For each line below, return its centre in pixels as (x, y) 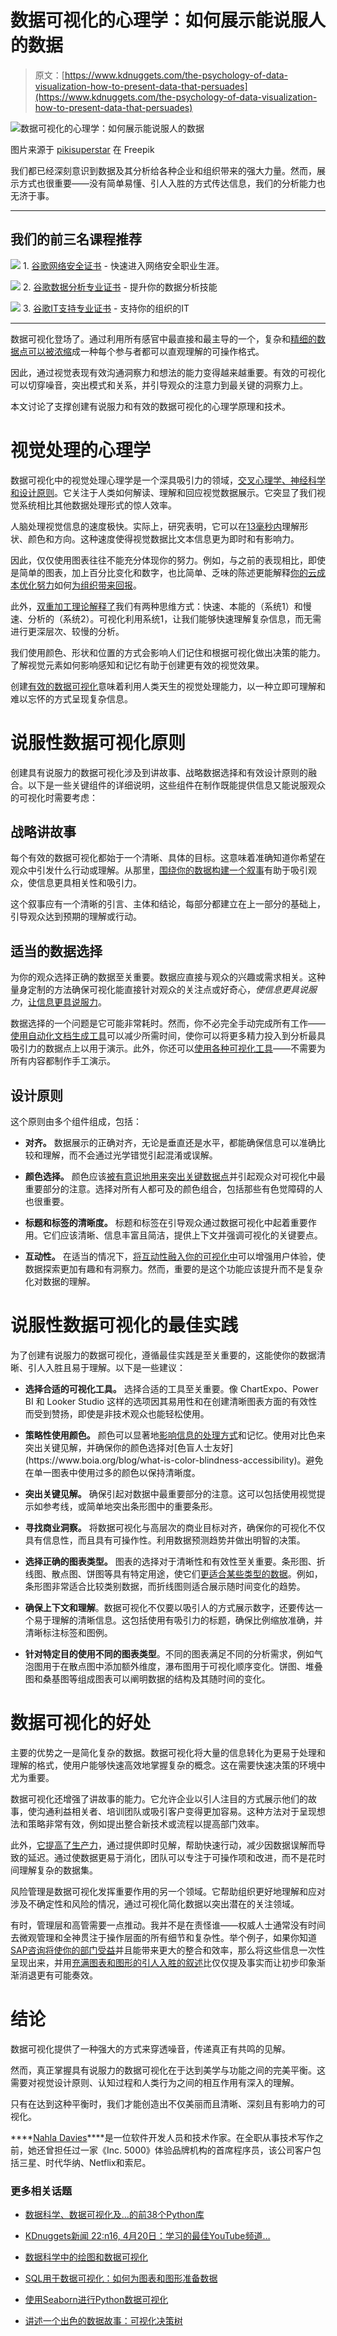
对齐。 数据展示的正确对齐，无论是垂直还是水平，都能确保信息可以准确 (170, 1143)
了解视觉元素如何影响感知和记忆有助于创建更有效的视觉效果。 (137, 665)
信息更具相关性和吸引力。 (89, 883)
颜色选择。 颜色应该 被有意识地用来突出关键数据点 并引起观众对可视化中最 (175, 1177)
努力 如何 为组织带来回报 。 (89, 585)
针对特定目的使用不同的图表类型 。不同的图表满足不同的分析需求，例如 (169, 1654)
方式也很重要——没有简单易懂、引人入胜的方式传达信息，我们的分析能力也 (172, 183)
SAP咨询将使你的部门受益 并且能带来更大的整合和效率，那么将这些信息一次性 (168, 1950)
